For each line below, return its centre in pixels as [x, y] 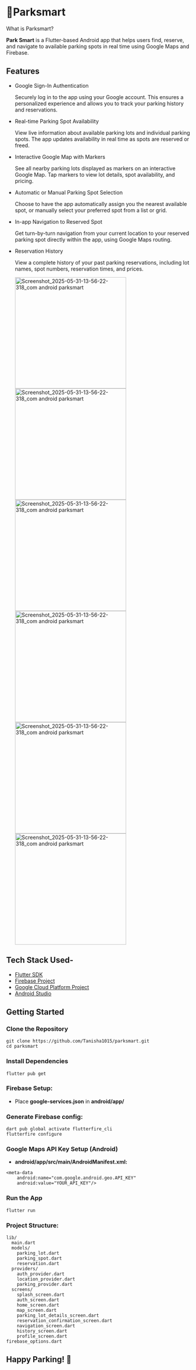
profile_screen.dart [42, 1336]
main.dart [23, 1243]
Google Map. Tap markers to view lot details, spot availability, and [95, 174]
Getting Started [35, 1012]
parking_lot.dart [38, 1253]
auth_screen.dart [38, 1300]
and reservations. [36, 110]
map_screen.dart [37, 1311]
